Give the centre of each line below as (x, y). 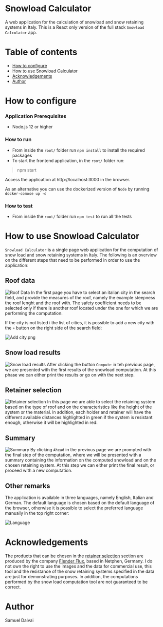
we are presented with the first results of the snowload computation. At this (81, 370)
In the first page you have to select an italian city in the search (93, 292)
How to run (18, 140)
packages (22, 155)
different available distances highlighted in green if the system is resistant (79, 418)
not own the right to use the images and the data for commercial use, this (79, 566)
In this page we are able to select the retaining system (101, 402)
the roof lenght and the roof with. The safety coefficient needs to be (73, 303)
